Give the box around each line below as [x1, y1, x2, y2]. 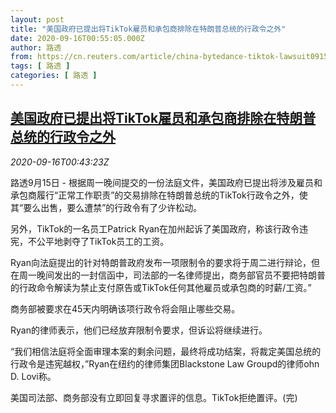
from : [10, 52, 33, 62]
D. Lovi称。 [10, 370, 57, 382]
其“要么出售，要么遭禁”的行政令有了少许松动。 [10, 201, 203, 213]
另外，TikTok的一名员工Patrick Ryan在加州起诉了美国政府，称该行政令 [10, 222, 300, 235]
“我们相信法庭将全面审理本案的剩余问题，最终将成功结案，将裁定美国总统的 [10, 345, 322, 357]
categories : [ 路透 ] [10, 71, 98, 81]
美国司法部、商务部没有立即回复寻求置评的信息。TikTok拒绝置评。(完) [10, 391, 298, 403]
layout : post [10, 14, 65, 25]
